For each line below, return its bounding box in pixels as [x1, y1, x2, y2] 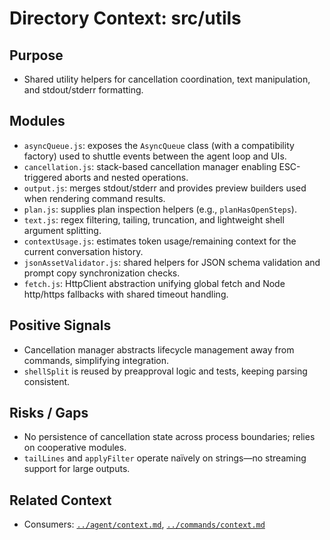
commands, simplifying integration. [23, 354, 170, 366]
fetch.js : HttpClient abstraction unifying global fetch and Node [23, 277, 286, 289]
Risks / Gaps [9, 405, 89, 422]
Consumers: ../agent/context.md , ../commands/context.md [23, 518, 266, 531]
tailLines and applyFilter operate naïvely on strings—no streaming [23, 452, 307, 464]
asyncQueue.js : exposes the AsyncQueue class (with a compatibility [23, 139, 295, 151]
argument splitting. [23, 224, 102, 236]
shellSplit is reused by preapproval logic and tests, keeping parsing [23, 365, 308, 377]
